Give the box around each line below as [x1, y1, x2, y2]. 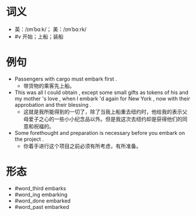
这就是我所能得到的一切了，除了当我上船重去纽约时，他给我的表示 [23, 108, 183, 115]
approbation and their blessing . [14, 101, 92, 108]
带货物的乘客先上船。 [23, 82, 75, 89]
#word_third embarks [14, 184, 66, 191]
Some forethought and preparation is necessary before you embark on [14, 129, 185, 136]
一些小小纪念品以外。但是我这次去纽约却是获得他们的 [54, 115, 183, 123]
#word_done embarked [14, 197, 71, 204]
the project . [14, 135, 44, 142]
